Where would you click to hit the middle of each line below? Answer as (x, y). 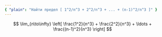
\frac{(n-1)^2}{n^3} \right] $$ (82, 29)
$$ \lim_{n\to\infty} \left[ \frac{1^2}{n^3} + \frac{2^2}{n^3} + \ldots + (82, 24)
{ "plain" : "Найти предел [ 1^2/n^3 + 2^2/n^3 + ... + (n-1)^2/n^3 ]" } (81, 10)
